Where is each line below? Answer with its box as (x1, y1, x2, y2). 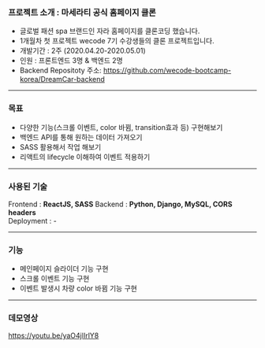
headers (8, 207, 37, 217)
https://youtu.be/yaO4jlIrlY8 (8, 331, 99, 340)
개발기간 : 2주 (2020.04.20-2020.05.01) (19, 46, 146, 56)
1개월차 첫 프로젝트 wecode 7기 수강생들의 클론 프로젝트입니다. (19, 36, 215, 46)
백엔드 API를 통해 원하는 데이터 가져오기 (19, 132, 143, 142)
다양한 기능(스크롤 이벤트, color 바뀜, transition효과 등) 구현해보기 (19, 122, 223, 131)
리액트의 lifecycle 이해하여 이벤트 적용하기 (19, 152, 151, 161)
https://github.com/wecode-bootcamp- (103, 65, 232, 76)
